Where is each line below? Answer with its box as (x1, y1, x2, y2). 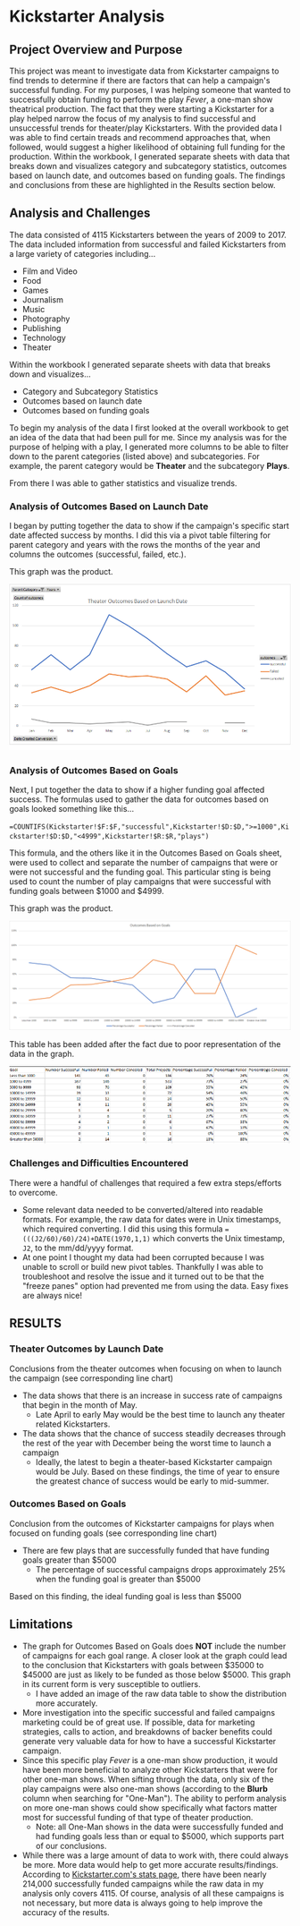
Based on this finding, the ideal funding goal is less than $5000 (9, 1590, 242, 1601)
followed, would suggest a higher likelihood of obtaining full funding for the (9, 141, 286, 152)
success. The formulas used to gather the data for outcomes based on (9, 794, 270, 805)
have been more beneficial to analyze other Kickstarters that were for (21, 1764, 279, 1775)
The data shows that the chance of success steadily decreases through (21, 1427, 286, 1438)
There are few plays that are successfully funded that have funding (21, 1545, 270, 1555)
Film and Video (21, 266, 78, 277)
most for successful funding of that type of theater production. (21, 1811, 254, 1822)
